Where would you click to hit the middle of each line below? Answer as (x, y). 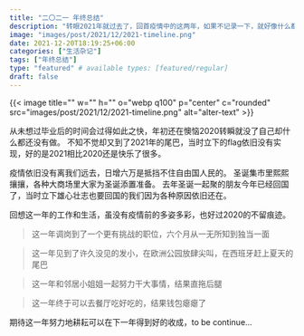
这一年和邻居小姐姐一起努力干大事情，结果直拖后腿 (127, 283)
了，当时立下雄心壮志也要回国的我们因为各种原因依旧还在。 (120, 195)
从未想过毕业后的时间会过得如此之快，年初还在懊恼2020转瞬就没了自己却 (146, 130)
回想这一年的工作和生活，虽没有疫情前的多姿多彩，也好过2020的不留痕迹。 (150, 215)
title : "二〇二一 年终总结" (57, 18)
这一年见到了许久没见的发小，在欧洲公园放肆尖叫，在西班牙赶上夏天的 (162, 253)
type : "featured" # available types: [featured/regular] (119, 69)
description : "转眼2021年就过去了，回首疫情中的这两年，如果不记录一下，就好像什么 (150, 26)
